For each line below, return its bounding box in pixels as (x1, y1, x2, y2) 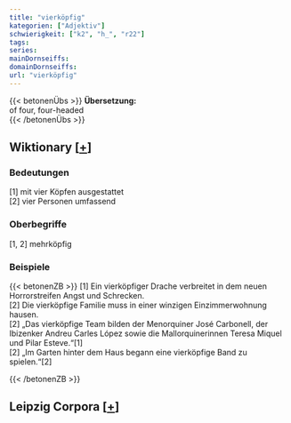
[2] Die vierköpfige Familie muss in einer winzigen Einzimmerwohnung (9, 299, 267, 311)
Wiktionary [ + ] (9, 140, 92, 156)
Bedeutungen (9, 166, 69, 179)
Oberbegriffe (9, 219, 67, 231)
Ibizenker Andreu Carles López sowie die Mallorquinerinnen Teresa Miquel (9, 328, 282, 339)
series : (9, 46, 38, 55)
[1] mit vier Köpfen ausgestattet (9, 187, 125, 197)
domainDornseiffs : (9, 63, 77, 72)
